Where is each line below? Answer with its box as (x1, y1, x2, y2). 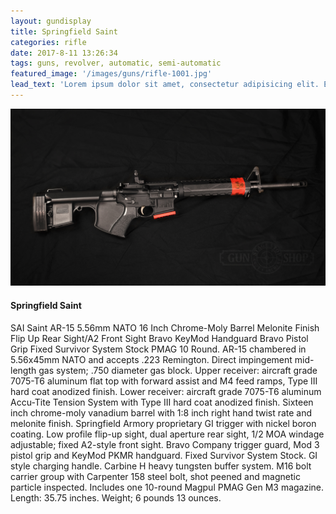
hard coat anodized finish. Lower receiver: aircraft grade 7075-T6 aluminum (10, 385, 322, 397)
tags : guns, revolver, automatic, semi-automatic (10, 58, 222, 69)
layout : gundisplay (10, 16, 92, 26)
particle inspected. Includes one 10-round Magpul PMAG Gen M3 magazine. (10, 481, 325, 493)
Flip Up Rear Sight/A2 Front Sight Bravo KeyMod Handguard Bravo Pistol (10, 332, 309, 344)
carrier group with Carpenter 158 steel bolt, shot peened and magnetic (10, 470, 301, 482)
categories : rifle (10, 37, 87, 47)
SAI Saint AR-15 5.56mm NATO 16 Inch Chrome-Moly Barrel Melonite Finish (10, 321, 320, 334)
